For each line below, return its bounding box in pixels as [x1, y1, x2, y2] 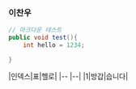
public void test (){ [8, 34, 79, 42]
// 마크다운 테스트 [8, 26, 62, 34]
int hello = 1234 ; [23, 41, 85, 49]
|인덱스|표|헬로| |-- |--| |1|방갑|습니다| [8, 71, 129, 81]
